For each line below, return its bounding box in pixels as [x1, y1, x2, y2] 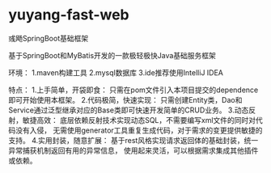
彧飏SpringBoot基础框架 [8, 33, 89, 43]
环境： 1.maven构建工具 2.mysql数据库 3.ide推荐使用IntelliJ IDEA [8, 67, 224, 78]
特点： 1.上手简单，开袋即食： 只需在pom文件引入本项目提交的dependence [8, 85, 259, 95]
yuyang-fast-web [8, 6, 129, 24]
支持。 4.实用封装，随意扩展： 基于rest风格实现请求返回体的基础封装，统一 [8, 135, 259, 145]
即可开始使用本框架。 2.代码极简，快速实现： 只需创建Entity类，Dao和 [8, 95, 243, 104]
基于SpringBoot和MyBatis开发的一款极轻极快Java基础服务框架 [8, 50, 217, 60]
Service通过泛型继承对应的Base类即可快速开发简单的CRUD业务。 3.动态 [8, 105, 249, 115]
